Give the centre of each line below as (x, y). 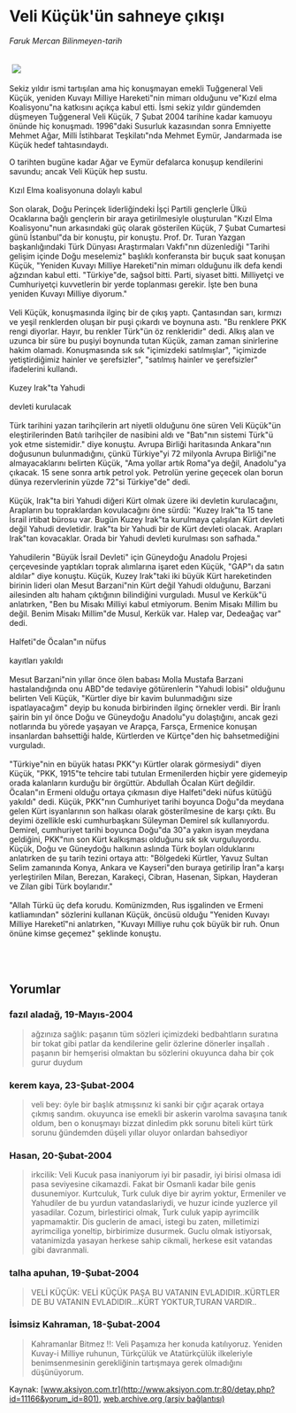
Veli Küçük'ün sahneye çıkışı (117, 16)
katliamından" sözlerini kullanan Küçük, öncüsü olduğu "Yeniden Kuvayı (139, 915)
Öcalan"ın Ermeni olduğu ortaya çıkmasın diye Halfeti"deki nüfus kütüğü (140, 792)
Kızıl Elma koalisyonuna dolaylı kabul (76, 190)
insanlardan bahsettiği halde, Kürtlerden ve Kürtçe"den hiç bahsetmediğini (144, 736)
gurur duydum (57, 1062)
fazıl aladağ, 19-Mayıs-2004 (72, 1015)
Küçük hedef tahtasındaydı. (59, 144)
